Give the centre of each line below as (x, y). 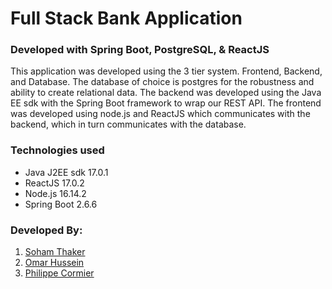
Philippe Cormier (59, 273)
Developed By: (46, 230)
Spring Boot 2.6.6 (61, 204)
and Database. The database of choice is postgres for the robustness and (162, 82)
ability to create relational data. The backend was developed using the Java (166, 93)
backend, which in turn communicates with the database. (128, 124)
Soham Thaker (55, 252)
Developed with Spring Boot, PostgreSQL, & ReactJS (140, 50)
